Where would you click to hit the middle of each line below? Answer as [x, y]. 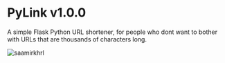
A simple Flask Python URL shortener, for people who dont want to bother [112, 32]
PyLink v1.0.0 [47, 13]
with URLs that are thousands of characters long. [77, 39]
